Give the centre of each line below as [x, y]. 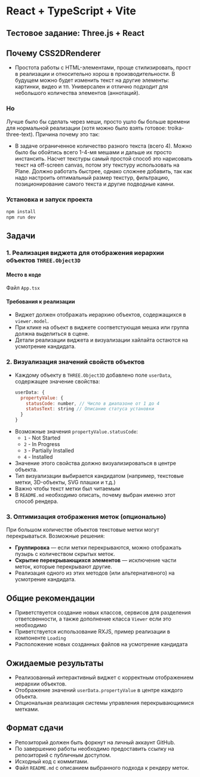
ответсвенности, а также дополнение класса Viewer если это [93, 619]
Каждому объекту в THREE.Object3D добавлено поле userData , [93, 375]
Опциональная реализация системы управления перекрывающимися [104, 702]
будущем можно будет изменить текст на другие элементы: [92, 80]
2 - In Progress [42, 444]
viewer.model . [32, 321]
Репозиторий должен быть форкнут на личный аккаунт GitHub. [95, 742]
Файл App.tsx [23, 288]
